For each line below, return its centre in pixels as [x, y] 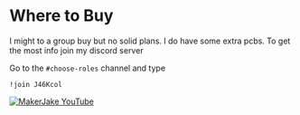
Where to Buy [61, 16]
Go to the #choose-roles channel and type [87, 68]
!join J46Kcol [36, 84]
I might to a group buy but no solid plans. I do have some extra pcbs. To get [150, 41]
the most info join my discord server [76, 50]
